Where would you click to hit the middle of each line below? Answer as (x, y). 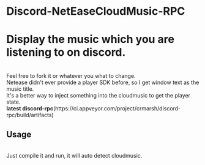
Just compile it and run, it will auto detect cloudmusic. (74, 155)
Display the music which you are (91, 40)
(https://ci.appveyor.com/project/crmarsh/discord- (117, 109)
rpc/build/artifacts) (30, 115)
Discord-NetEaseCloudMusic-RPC (96, 11)
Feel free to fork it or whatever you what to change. (71, 76)
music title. (20, 89)
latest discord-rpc (30, 109)
